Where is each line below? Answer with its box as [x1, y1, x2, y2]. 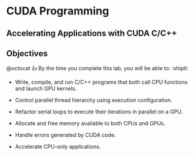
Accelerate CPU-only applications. [14, 143, 101, 151]
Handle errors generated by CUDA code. [14, 131, 116, 139]
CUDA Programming [6, 4, 110, 18]
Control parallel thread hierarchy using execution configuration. [14, 97, 173, 104]
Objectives [6, 48, 48, 58]
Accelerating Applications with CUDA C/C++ [6, 28, 178, 38]
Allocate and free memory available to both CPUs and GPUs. [14, 120, 166, 127]
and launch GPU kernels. [14, 85, 77, 92]
